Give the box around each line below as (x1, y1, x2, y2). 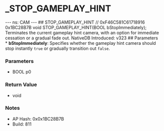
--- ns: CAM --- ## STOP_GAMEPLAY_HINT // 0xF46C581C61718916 (5, 19, 145, 25)
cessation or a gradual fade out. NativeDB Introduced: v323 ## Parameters (5, 35, 159, 41)
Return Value (5, 81, 37, 88)
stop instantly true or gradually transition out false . (5, 45, 110, 51)
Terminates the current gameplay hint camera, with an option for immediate (5, 30, 160, 35)
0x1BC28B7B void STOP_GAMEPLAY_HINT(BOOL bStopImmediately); (5, 24, 147, 30)
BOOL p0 (12, 69, 31, 75)
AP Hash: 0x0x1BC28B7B (12, 116, 64, 122)
